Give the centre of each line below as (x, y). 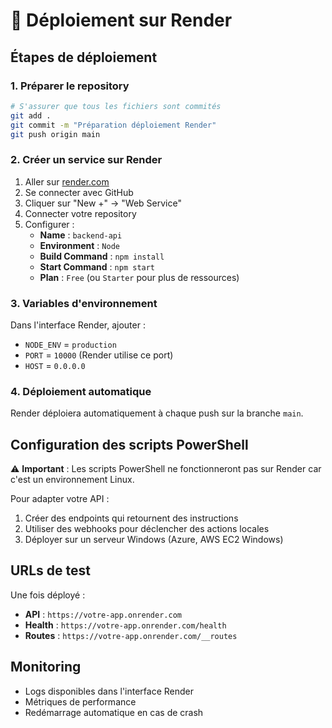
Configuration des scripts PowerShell (129, 444)
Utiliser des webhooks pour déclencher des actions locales (147, 529)
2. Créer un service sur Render (86, 160)
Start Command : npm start (97, 266)
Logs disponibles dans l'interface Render (109, 691)
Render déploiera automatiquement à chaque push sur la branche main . (157, 413)
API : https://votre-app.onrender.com (103, 614)
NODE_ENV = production (70, 344)
